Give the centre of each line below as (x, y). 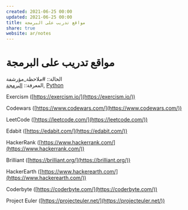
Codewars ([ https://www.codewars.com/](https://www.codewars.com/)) (94, 108)
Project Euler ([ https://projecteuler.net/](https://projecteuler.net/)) (85, 201)
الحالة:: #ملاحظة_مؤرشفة (34, 79)
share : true (21, 28)
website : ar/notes (29, 34)
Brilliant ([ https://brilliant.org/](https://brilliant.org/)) (68, 160)
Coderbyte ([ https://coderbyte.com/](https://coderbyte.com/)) (82, 189)
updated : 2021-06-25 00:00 (39, 17)
